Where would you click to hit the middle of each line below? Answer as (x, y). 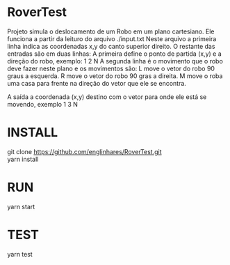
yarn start (21, 206)
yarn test (20, 254)
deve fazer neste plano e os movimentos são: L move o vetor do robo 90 (111, 68)
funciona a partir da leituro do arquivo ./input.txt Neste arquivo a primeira (112, 38)
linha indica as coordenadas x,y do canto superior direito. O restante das (111, 46)
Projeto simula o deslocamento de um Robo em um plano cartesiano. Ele (111, 31)
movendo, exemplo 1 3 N (43, 104)
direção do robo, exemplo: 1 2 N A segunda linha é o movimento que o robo (115, 61)
